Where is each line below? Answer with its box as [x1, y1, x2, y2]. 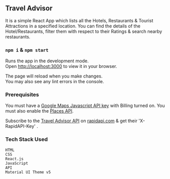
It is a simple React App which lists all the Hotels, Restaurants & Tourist [5, 17, 153, 23]
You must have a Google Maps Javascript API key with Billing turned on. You [5, 102, 165, 109]
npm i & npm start [5, 46, 49, 53]
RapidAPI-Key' [5, 123, 36, 129]
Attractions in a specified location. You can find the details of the [5, 23, 141, 29]
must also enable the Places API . [5, 108, 74, 114]
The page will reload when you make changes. [5, 73, 103, 79]
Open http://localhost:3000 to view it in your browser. [5, 63, 118, 69]
